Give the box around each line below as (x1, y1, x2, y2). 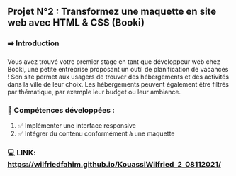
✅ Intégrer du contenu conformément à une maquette (17, 129, 175, 138)
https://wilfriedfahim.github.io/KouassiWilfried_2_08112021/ (7, 159, 222, 169)
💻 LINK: (7, 148, 37, 158)
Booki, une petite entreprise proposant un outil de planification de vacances (7, 65, 229, 73)
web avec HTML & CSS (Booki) (7, 17, 145, 29)
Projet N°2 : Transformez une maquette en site (7, 6, 217, 18)
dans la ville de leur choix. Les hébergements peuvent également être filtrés (7, 79, 229, 88)
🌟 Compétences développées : (7, 105, 116, 115)
